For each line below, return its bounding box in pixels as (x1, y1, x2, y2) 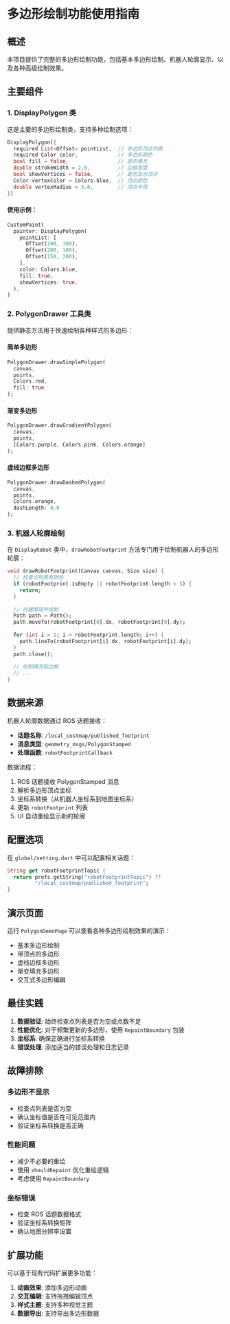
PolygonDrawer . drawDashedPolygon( (7, 479, 106, 486)
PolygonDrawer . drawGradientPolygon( (7, 422, 112, 429)
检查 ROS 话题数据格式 (16, 1210, 82, 1218)
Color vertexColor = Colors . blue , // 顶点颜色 (13, 177, 148, 184)
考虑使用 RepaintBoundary (16, 1174, 90, 1182)
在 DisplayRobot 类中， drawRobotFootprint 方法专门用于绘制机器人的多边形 (7, 546, 219, 554)
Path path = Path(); (13, 612, 72, 619)
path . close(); (13, 651, 54, 658)
